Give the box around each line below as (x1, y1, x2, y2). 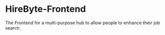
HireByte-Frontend (5, 3, 86, 15)
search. (5, 25, 21, 31)
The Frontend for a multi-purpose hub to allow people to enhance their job (5, 20, 160, 26)
